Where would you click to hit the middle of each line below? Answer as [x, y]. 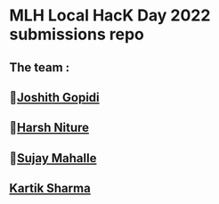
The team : [40, 67]
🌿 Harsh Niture [49, 128]
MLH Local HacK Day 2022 [110, 16]
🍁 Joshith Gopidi [54, 98]
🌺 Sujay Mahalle [53, 158]
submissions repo [77, 34]
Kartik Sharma [50, 188]
